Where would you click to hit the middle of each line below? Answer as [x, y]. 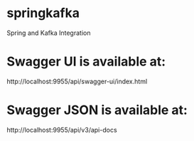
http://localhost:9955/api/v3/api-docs [62, 130]
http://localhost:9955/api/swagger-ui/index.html [77, 81]
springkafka [43, 13]
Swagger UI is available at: [86, 62]
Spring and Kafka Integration [49, 33]
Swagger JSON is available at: [97, 110]
